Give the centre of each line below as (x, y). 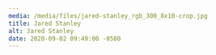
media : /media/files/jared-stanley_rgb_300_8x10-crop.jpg (108, 16)
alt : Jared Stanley (41, 31)
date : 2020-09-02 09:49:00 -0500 (65, 38)
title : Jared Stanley (45, 23)
